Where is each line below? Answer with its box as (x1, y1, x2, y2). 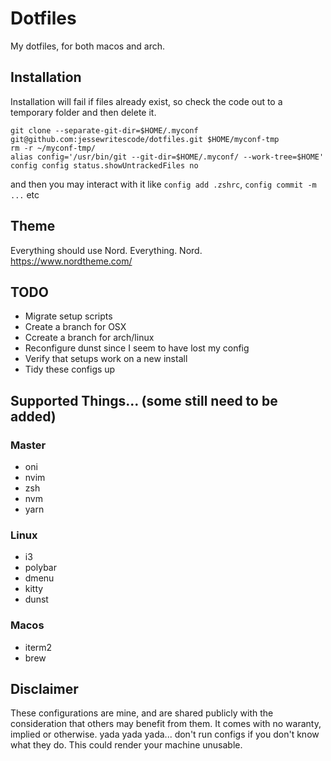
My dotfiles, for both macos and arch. (10, 40, 166, 52)
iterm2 (24, 641, 53, 653)
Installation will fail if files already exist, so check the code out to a (10, 95, 283, 107)
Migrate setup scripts (24, 310, 113, 322)
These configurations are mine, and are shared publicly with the (10, 707, 274, 719)
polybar (24, 562, 57, 574)
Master (10, 438, 47, 452)
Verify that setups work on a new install (24, 353, 188, 365)
